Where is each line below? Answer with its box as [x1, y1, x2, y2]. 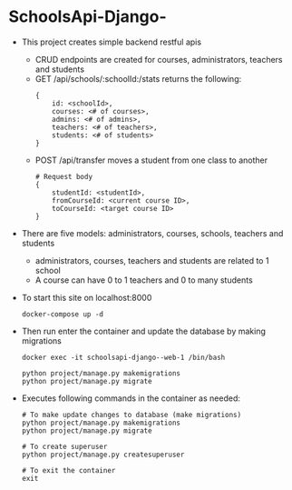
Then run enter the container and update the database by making [21, 325, 267, 336]
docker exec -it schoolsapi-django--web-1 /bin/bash [21, 353, 226, 362]
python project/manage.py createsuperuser [21, 450, 185, 459]
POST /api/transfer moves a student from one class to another [34, 155, 268, 165]
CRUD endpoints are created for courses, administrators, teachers [34, 54, 283, 65]
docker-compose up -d [21, 309, 103, 319]
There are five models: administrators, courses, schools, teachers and [21, 227, 284, 238]
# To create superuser [21, 442, 108, 451]
